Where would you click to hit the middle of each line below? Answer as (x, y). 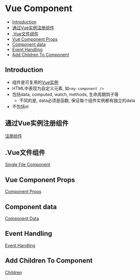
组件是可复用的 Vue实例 (35, 82)
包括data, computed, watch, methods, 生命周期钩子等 (65, 94)
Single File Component (28, 165)
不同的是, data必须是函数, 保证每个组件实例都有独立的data (77, 100)
